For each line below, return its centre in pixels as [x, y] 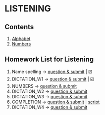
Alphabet [21, 38]
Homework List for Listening [49, 59]
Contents [19, 27]
